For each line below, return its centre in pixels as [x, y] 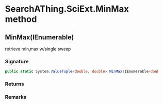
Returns [15, 84]
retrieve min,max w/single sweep [38, 49]
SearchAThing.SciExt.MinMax [67, 9]
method [21, 19]
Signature [17, 61]
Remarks [16, 97]
